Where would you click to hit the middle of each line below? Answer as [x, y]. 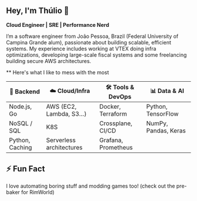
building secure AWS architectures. [49, 61]
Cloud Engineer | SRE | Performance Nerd [58, 25]
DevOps [120, 96]
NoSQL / [21, 123]
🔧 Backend [25, 92]
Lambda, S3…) [66, 113]
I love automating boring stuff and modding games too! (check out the [91, 186]
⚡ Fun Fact [26, 169]
